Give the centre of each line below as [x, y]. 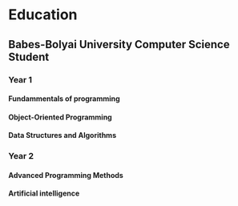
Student [29, 57]
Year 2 [21, 156]
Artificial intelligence [44, 193]
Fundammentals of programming [64, 99]
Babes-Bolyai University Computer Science [119, 44]
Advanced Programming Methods [66, 175]
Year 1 [20, 79]
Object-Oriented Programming [60, 117]
